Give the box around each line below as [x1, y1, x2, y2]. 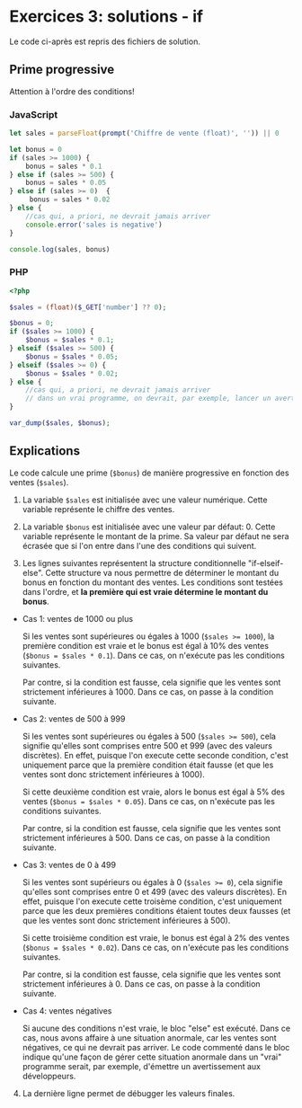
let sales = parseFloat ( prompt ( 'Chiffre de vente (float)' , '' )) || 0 [9, 129, 280, 138]
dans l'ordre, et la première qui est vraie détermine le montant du [22, 586, 269, 597]
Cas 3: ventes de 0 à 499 [22, 859, 117, 870]
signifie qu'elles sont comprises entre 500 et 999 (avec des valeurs [22, 740, 272, 751]
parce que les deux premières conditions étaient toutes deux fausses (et [22, 905, 291, 916]
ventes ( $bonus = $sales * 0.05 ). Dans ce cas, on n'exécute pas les [22, 795, 276, 806]
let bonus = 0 [9, 145, 63, 154]
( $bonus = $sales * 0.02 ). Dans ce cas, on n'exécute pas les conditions [22, 942, 289, 953]
